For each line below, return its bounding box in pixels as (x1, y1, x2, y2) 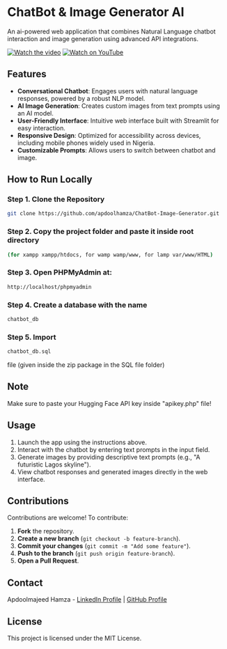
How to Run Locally (7, 173, 93, 185)
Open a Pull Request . (17, 556, 79, 565)
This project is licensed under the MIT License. (7, 634, 142, 643)
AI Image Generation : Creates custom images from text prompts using (17, 102, 221, 110)
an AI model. (17, 109, 54, 117)
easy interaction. (17, 123, 66, 132)
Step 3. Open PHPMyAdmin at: (7, 267, 113, 277)
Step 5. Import (7, 332, 56, 342)
